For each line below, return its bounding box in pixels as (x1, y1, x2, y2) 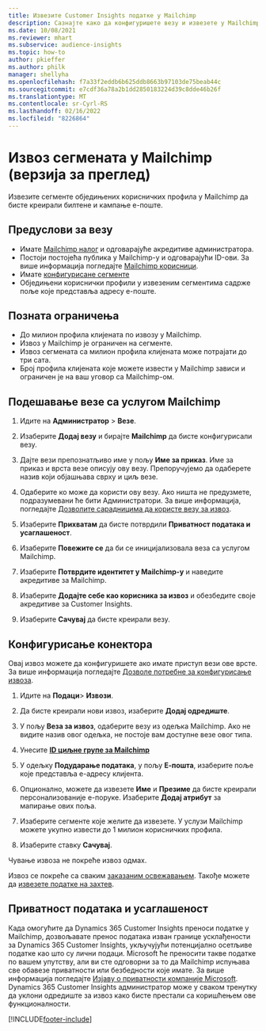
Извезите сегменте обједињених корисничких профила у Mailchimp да (8, 192, 249, 201)
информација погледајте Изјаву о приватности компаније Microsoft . (8, 973, 238, 983)
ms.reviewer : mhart (8, 33, 73, 42)
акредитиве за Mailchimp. (19, 576, 107, 585)
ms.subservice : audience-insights (8, 41, 123, 49)
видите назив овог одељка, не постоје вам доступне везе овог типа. (19, 730, 253, 740)
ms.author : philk (8, 63, 66, 71)
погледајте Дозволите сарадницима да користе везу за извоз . (19, 504, 232, 514)
